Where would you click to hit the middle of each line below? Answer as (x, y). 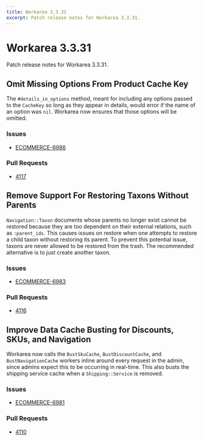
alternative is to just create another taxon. (59, 252)
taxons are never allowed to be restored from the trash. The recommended (100, 246)
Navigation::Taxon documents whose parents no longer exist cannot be (97, 220)
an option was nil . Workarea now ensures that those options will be (92, 112)
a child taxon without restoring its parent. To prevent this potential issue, (97, 239)
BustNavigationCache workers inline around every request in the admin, (95, 360)
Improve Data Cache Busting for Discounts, (90, 330)
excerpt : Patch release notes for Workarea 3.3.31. (73, 18)
